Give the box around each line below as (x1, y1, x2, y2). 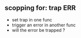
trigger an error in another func (11, 22, 76, 28)
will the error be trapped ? (11, 27, 65, 33)
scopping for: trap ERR (4, 4, 76, 12)
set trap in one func (11, 17, 53, 22)
